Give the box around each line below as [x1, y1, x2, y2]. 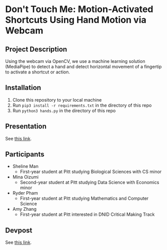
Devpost [5, 226, 33, 234]
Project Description [5, 45, 67, 53]
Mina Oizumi [12, 174, 39, 180]
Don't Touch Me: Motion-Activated [5, 4, 153, 15]
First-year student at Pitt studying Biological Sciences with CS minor [20, 169, 162, 175]
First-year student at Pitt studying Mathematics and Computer [20, 195, 149, 202]
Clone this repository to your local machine [12, 97, 102, 103]
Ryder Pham [12, 190, 38, 196]
